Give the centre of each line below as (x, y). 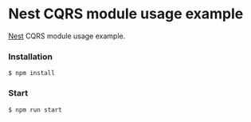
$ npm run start (35, 110)
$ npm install (32, 73)
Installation (31, 57)
